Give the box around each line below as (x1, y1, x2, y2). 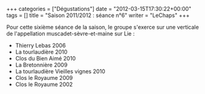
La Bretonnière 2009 (15, 61, 68, 68)
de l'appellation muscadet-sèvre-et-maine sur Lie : (6, 30, 135, 37)
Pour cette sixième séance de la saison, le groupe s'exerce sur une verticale (6, 24, 199, 31)
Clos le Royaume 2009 (15, 74, 73, 81)
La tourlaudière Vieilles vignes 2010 (15, 68, 106, 75)
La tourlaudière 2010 (15, 48, 68, 56)
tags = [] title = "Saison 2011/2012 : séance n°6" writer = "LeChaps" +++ (6, 12, 190, 19)
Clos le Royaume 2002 (15, 81, 73, 88)
